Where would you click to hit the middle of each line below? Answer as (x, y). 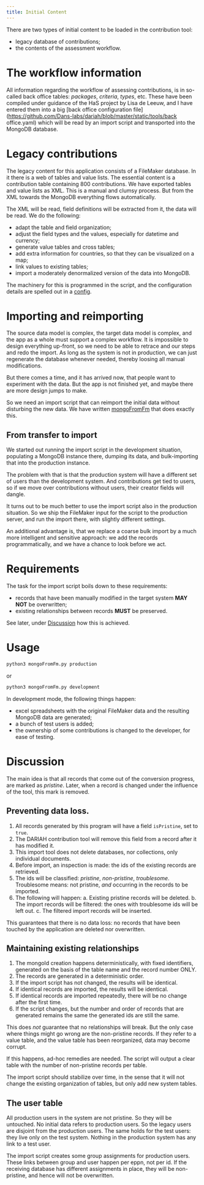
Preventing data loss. (48, 811)
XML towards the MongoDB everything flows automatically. (81, 197)
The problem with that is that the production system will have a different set (102, 475)
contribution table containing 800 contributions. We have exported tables (99, 184)
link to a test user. (29, 1144)
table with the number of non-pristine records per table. (77, 1065)
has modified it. (35, 845)
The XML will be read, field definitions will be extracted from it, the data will (102, 209)
